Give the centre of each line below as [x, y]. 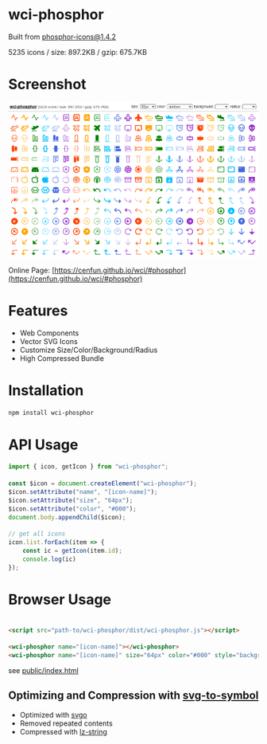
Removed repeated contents [66, 723]
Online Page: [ [31, 270]
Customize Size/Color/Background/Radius [89, 350]
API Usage [43, 444]
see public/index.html [44, 670]
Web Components [49, 333]
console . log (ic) [50, 559]
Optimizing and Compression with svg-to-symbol [133, 696]
